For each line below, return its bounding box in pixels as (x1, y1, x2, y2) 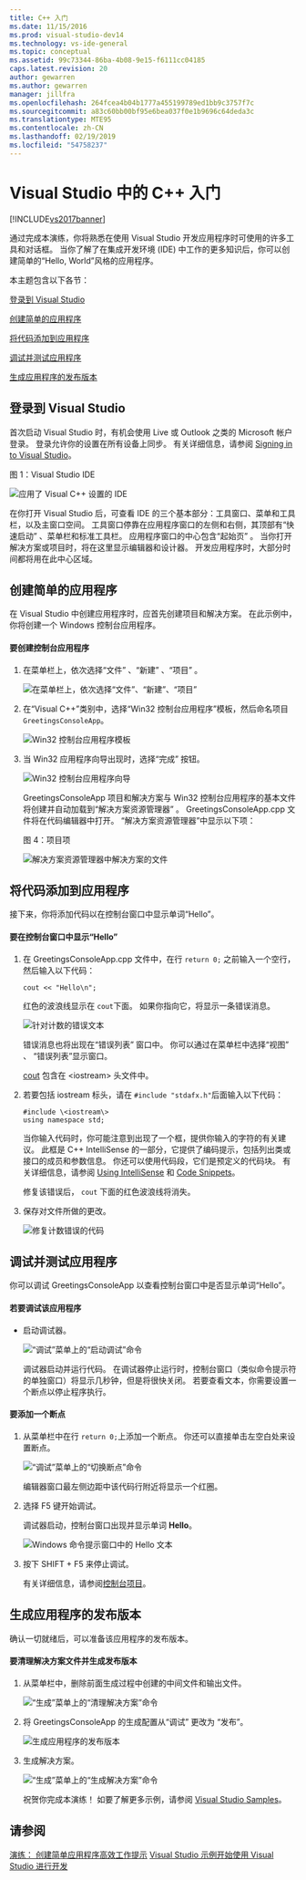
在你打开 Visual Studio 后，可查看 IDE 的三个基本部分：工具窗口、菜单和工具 (9, 507, 296, 518)
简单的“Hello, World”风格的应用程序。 (16, 254, 158, 265)
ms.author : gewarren (9, 81, 88, 90)
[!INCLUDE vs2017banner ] (9, 213, 107, 224)
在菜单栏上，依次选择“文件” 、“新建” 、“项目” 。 (22, 664, 203, 675)
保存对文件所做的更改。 (22, 1205, 111, 1216)
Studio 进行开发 (9, 1860, 68, 1871)
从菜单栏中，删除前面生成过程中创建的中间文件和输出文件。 (22, 1677, 247, 1688)
